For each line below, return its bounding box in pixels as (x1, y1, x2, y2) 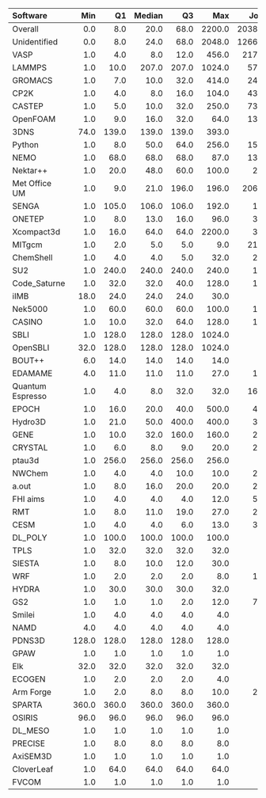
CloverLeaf (12, 764, 54, 774)
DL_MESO (12, 725, 50, 735)
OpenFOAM (12, 114, 56, 124)
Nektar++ (12, 165, 48, 176)
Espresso (12, 391, 47, 401)
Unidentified (12, 36, 58, 47)
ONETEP (12, 214, 45, 224)
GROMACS (12, 75, 53, 85)
